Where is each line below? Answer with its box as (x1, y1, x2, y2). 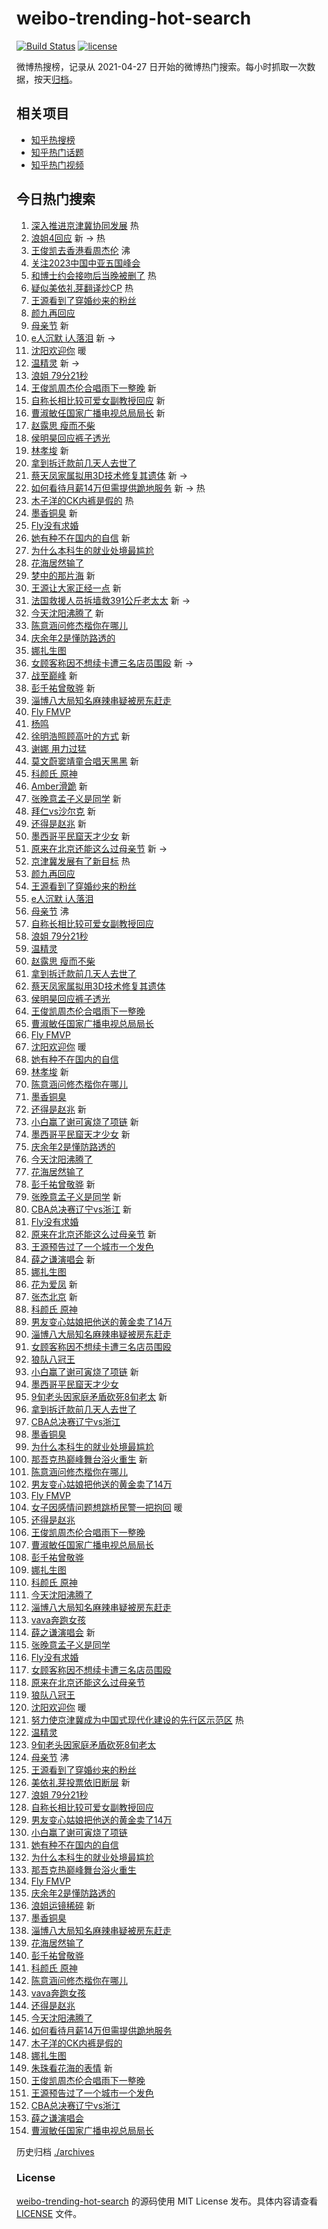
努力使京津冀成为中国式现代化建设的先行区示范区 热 (30, 1713, 244, 1726)
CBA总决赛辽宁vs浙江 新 (30, 1203, 133, 1215)
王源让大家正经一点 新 (30, 582, 122, 594)
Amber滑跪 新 (30, 780, 88, 792)
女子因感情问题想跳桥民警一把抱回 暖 (30, 1501, 183, 1513)
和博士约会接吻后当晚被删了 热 (30, 269, 157, 281)
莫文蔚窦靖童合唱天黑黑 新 (30, 755, 139, 767)
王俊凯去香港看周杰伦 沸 (30, 244, 131, 256)
